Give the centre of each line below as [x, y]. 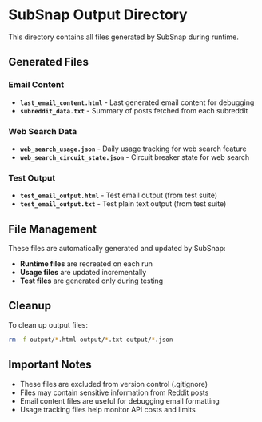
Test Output [32, 177]
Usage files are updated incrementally [83, 273]
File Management [53, 229]
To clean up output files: [48, 324]
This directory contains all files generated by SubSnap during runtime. [124, 37]
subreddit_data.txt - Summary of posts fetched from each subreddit [134, 110]
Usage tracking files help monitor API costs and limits [107, 409]
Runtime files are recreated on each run [86, 264]
